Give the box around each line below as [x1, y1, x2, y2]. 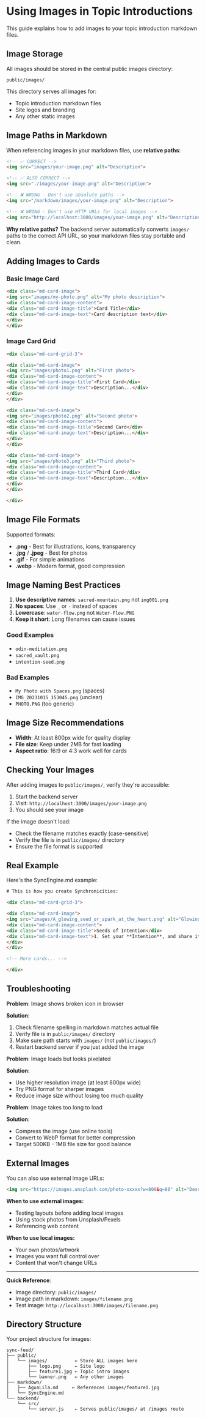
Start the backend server [15, 793, 78, 800]
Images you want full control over [15, 1252, 99, 1259]
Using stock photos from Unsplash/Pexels [15, 1215, 121, 1223]
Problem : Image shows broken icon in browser [6, 1000, 124, 1007]
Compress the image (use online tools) [15, 1127, 113, 1135]
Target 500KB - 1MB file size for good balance [15, 1140, 132, 1147]
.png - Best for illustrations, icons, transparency [15, 542, 136, 550]
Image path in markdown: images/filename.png [15, 1295, 133, 1302]
